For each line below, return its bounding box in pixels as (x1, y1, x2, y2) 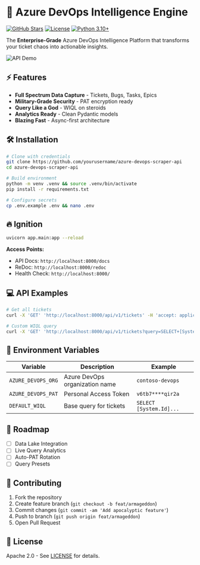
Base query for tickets (63, 402, 126, 410)
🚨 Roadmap (6, 424, 49, 434)
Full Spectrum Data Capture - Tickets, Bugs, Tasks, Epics (14, 91, 157, 98)
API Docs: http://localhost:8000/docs (14, 257, 110, 265)
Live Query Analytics (14, 447, 66, 454)
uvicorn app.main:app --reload (6, 235, 84, 241)
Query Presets (14, 460, 51, 467)
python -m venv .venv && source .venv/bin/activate (6, 181, 137, 187)
